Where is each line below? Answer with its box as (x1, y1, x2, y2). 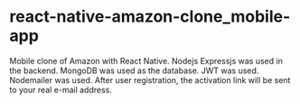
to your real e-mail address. (9, 84, 113, 95)
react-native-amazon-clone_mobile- (9, 6, 291, 27)
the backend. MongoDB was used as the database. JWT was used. (9, 65, 259, 76)
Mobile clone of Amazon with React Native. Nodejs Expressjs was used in (9, 55, 283, 66)
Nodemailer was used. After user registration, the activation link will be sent (9, 74, 291, 85)
